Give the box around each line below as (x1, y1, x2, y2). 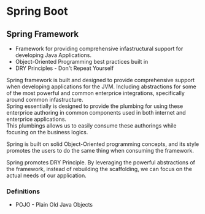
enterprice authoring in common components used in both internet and (6, 109, 186, 116)
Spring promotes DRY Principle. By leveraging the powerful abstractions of (6, 159, 195, 166)
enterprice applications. (6, 115, 66, 123)
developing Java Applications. (15, 52, 92, 59)
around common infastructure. (6, 96, 83, 103)
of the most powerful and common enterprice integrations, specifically (6, 90, 185, 96)
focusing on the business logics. (6, 129, 88, 136)
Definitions (6, 187, 41, 196)
